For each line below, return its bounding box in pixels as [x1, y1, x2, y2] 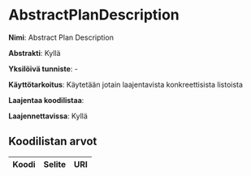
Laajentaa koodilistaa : [8, 95, 84, 105]
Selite [43, 158, 67, 170]
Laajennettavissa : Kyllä [8, 111, 88, 121]
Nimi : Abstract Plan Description [8, 32, 114, 42]
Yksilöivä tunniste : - [8, 63, 79, 74]
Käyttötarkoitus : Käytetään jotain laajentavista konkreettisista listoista [8, 79, 244, 89]
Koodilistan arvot [8, 135, 97, 148]
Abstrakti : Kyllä [8, 48, 61, 58]
